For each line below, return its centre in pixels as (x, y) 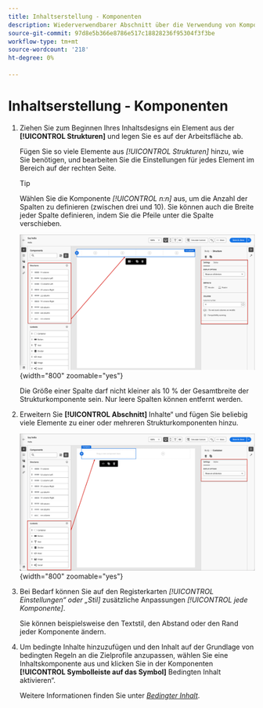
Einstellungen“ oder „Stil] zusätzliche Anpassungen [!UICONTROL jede (133, 600)
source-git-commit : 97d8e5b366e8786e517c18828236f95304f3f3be (112, 33)
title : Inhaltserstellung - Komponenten (75, 16)
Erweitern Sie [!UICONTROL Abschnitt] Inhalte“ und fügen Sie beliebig (133, 414)
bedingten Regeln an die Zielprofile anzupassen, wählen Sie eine (124, 655)
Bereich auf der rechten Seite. (68, 168)
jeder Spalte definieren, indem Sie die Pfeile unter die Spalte (116, 215)
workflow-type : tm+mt (43, 42)
